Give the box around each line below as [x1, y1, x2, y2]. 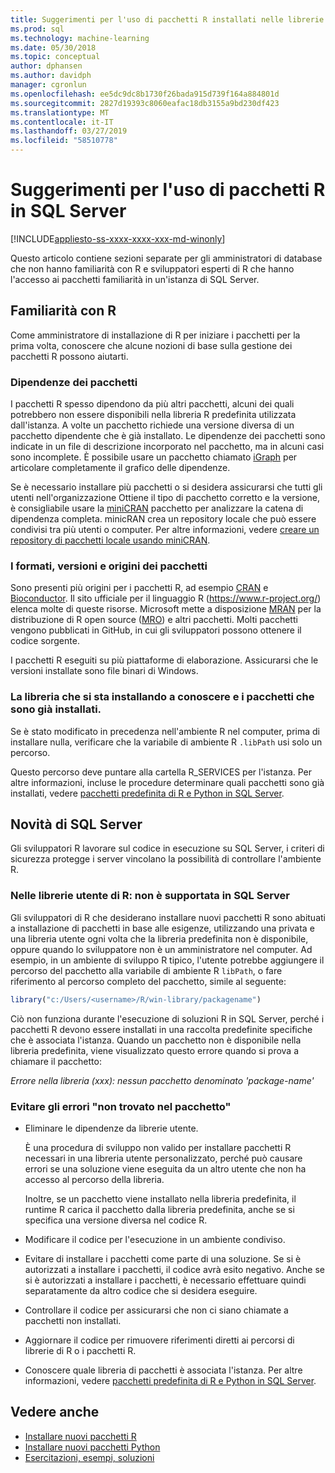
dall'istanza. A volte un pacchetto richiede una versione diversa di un [10, 419, 295, 431]
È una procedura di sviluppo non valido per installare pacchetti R [24, 1141, 292, 1153]
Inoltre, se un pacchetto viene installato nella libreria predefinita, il [24, 1192, 297, 1205]
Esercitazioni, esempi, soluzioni [24, 1451, 155, 1463]
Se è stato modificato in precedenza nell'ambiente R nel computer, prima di [10, 725, 320, 737]
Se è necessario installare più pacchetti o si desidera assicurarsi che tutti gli [10, 481, 323, 493]
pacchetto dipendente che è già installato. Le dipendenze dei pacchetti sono [10, 430, 326, 442]
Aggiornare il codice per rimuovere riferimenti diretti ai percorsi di [24, 1334, 295, 1346]
